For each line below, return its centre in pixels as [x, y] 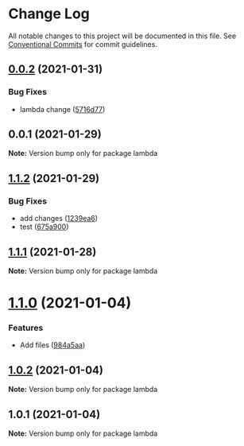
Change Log [49, 14]
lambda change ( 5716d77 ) [62, 109]
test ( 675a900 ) [44, 227]
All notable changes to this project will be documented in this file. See [122, 36]
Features [26, 328]
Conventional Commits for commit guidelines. [83, 44]
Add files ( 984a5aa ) [52, 345]
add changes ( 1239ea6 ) [58, 219]
